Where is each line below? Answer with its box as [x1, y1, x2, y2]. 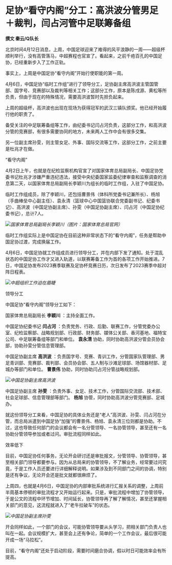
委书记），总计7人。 [5, 210, 46, 216]
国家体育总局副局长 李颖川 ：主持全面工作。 [5, 312, 98, 318]
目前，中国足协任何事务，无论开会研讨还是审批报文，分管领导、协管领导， [5, 452, 162, 459]
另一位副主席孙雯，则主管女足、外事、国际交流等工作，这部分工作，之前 [5, 139, 158, 145]
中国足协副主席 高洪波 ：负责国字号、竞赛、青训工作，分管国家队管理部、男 [5, 353, 165, 359]
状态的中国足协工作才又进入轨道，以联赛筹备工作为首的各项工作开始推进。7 [5, 256, 165, 262]
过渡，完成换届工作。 [18, 238, 64, 245]
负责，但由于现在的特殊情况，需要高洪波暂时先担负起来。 [5, 93, 126, 100]
